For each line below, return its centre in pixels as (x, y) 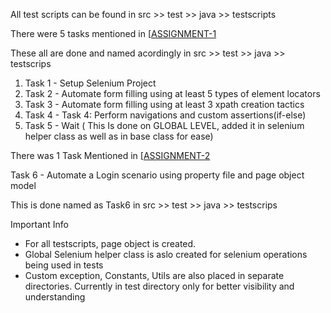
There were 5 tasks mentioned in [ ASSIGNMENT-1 (113, 33)
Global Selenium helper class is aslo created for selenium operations (166, 254)
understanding (55, 297)
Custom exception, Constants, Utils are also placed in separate (154, 275)
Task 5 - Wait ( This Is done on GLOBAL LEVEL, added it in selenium (164, 125)
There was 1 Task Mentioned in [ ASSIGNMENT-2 (110, 155)
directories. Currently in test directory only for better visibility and (159, 286)
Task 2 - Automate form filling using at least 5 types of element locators (172, 93)
